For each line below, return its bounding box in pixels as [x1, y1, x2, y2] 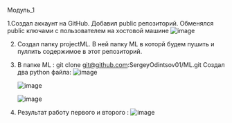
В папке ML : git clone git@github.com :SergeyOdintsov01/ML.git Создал [17, 61, 225, 68]
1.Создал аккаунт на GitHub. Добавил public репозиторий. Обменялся [7, 19, 214, 27]
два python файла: [17, 68, 71, 76]
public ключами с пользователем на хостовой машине [7, 27, 170, 35]
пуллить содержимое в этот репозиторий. [17, 48, 143, 55]
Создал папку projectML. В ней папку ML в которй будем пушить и [17, 40, 215, 48]
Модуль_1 [7, 6, 35, 14]
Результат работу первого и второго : [17, 108, 130, 116]
